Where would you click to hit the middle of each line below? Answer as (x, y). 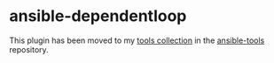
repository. (29, 49)
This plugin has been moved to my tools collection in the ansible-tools (137, 40)
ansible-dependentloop (98, 16)
